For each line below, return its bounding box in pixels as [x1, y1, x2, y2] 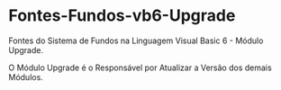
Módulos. [8, 71, 44, 82]
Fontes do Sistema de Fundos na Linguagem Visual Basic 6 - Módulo [8, 35, 264, 46]
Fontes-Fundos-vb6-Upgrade [8, 5, 236, 26]
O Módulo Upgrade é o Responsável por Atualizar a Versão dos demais [8, 62, 272, 73]
